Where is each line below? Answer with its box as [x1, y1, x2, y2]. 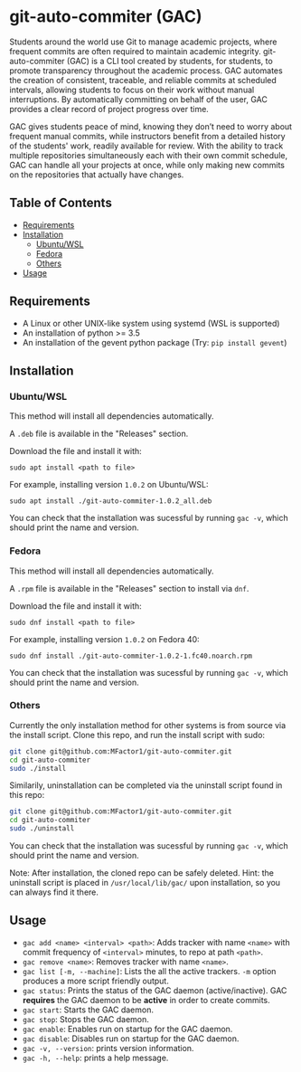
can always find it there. [9, 887, 99, 897]
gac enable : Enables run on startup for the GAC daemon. [22, 1023, 233, 1034]
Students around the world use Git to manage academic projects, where [9, 36, 277, 47]
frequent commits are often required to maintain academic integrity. [9, 45, 261, 56]
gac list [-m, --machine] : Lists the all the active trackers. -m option [22, 965, 277, 976]
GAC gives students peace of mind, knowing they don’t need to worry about [9, 120, 292, 132]
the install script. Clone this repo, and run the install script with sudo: [9, 729, 265, 740]
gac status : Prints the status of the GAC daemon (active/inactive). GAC [22, 984, 287, 996]
